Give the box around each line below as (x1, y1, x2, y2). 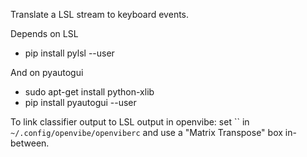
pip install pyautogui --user (24, 97, 137, 108)
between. (10, 137, 50, 149)
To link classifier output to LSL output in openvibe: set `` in (10, 116, 250, 128)
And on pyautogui (10, 67, 84, 78)
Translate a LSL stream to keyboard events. (10, 9, 190, 20)
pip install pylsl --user (24, 47, 115, 59)
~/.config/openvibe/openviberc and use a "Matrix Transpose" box (10, 127, 283, 138)
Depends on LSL (10, 28, 79, 39)
